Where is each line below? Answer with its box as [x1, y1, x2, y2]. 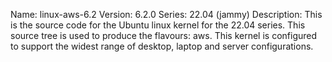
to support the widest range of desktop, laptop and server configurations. [10, 40, 314, 52]
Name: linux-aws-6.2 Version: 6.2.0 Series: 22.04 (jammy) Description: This [10, 9, 323, 20]
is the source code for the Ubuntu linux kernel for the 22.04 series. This [10, 19, 306, 31]
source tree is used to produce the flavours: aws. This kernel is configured [10, 30, 318, 41]
